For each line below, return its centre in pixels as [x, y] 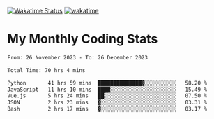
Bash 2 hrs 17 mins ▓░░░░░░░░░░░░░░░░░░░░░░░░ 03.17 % [107, 109]
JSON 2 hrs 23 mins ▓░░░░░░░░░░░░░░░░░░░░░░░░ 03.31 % [107, 103]
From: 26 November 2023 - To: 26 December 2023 [78, 57]
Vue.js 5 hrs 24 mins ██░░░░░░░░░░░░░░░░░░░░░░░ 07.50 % [107, 96]
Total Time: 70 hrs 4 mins [46, 70]
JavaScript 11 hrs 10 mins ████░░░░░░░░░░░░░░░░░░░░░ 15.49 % [107, 90]
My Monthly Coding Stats [83, 39]
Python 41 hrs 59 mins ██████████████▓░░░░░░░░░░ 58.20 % [107, 83]
